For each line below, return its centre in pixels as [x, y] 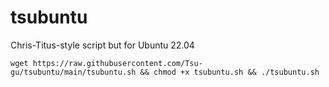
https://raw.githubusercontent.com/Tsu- [117, 63]
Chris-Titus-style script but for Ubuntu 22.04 [102, 45]
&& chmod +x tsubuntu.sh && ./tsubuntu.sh [229, 72]
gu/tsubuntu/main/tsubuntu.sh [73, 72]
